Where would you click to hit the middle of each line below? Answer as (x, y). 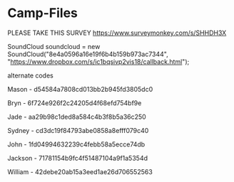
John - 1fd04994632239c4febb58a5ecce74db (76, 144)
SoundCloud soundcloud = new (54, 46)
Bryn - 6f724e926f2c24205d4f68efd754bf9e (75, 103)
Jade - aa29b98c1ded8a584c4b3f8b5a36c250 (77, 117)
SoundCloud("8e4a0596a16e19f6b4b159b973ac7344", (88, 54)
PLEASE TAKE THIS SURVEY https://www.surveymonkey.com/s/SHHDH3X (117, 33)
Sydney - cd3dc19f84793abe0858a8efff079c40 (78, 130)
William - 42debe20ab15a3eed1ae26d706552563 (80, 171)
